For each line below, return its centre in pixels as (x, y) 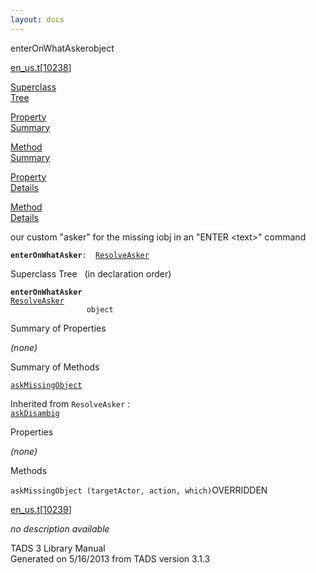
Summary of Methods (55, 367)
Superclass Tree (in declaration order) (91, 273)
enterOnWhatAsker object (62, 48)
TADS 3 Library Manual (58, 548)
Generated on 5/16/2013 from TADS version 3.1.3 (110, 558)
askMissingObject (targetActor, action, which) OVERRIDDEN (139, 490)
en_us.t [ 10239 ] (41, 509)
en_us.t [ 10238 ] (41, 67)
